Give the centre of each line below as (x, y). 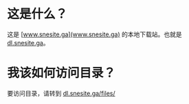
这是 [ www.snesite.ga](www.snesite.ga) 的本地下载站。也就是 (94, 34)
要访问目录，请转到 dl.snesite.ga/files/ (61, 93)
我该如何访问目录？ (62, 73)
